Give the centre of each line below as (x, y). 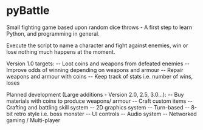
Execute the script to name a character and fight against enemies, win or (97, 45)
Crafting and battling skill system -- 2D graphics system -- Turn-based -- (98, 107)
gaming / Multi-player (33, 120)
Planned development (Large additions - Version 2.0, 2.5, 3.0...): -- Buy (95, 94)
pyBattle (28, 11)
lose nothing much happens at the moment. (61, 51)
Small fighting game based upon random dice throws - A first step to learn (99, 27)
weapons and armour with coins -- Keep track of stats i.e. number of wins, (100, 76)
